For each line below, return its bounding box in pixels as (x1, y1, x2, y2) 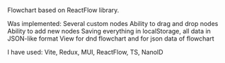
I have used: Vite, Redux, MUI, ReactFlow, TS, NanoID (7, 48, 164, 56)
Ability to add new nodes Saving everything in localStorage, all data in (7, 27, 211, 35)
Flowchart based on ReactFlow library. (7, 6, 120, 14)
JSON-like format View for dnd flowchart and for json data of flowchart (7, 34, 214, 43)
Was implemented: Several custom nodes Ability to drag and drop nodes (7, 20, 219, 27)
